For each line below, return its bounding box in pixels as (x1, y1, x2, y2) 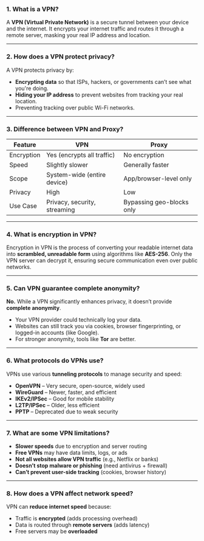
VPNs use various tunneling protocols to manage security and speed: (6, 370, 182, 377)
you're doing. (15, 84, 49, 92)
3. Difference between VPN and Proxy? (6, 125, 124, 133)
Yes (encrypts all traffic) (46, 151, 115, 159)
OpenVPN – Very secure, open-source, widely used (15, 382, 145, 389)
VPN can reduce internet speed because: (6, 503, 112, 511)
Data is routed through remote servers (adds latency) (15, 522, 150, 529)
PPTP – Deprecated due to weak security (15, 408, 118, 415)
